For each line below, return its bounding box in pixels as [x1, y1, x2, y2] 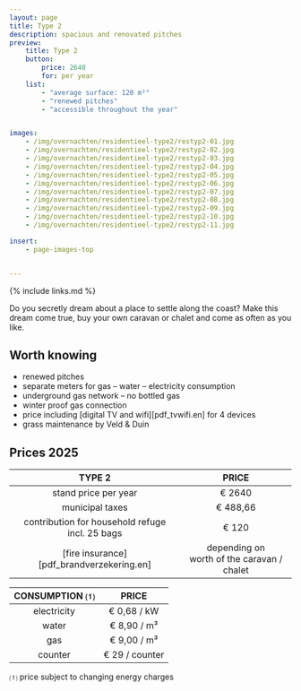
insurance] [82, 548, 128, 560]
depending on [206, 541, 266, 554]
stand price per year [52, 487, 138, 499]
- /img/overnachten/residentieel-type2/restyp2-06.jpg [25, 178, 235, 188]
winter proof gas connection [21, 400, 127, 410]
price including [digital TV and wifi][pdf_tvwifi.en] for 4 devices [21, 410, 256, 420]
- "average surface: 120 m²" [41, 88, 150, 97]
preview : [9, 38, 42, 48]
